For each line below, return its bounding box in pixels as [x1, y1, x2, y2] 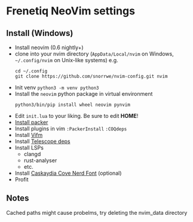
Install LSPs [14, 144, 44, 151]
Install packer [14, 118, 48, 126]
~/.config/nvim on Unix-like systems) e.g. [14, 57, 118, 63]
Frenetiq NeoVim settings [6, 4, 136, 18]
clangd [23, 151, 41, 157]
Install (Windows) [6, 28, 73, 38]
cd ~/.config [14, 68, 48, 74]
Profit [14, 176, 29, 183]
